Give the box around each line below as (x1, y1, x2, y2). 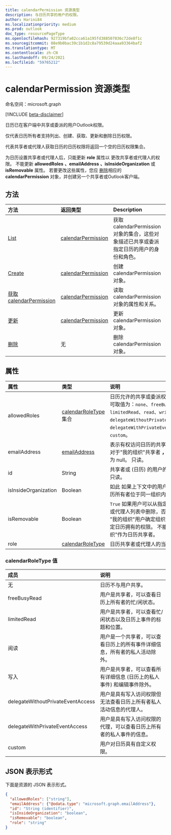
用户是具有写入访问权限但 (100, 690, 161, 698)
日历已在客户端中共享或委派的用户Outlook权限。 (5, 122, 107, 128)
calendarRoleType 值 (5, 557, 58, 564)
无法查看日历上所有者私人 (100, 698, 161, 705)
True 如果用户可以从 (109, 500, 158, 507)
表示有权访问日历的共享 (109, 441, 166, 448)
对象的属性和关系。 (113, 301, 159, 307)
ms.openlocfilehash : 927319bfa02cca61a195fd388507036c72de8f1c (5, 36, 142, 41)
